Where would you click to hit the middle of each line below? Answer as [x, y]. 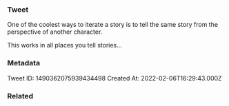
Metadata [23, 63]
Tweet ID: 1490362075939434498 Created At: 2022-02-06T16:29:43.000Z [114, 78]
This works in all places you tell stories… [64, 45]
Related [20, 96]
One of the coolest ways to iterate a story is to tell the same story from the [113, 25]
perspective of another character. [55, 32]
